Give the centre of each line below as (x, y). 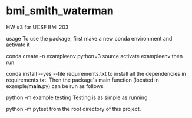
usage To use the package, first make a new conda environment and (89, 38)
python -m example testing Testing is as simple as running (77, 97)
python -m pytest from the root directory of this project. (74, 109)
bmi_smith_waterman (60, 11)
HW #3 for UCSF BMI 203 (37, 27)
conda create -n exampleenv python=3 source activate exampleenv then (95, 56)
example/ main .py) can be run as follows (55, 86)
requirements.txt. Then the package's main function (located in (82, 80)
